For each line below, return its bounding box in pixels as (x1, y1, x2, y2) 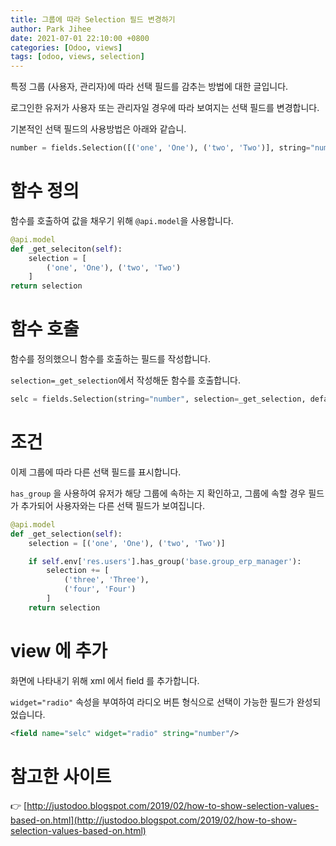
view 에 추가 (10, 640, 108, 662)
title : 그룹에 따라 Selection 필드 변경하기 (10, 14, 176, 25)
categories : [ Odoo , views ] (10, 42, 123, 53)
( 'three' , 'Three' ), (63, 575, 150, 585)
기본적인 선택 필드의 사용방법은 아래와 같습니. (10, 123, 187, 135)
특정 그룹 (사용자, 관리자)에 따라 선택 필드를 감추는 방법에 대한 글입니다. (10, 81, 289, 93)
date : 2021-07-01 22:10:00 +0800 (10, 33, 150, 43)
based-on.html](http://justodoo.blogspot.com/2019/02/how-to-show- (10, 814, 298, 826)
